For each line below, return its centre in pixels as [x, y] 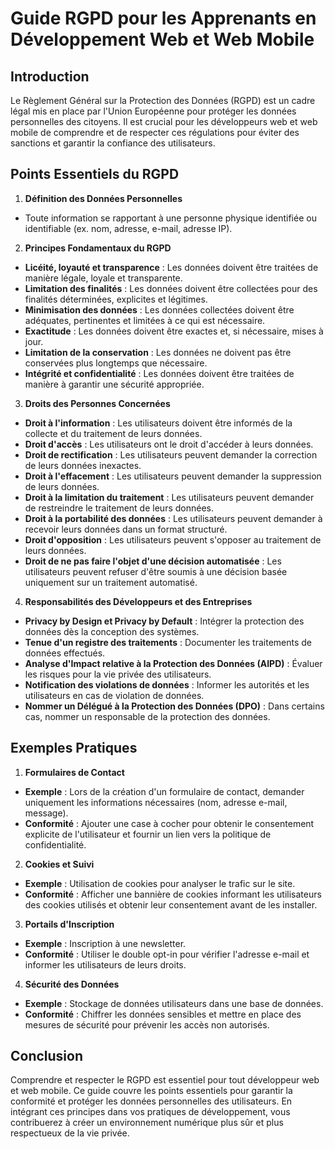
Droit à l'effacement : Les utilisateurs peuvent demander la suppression [173, 476]
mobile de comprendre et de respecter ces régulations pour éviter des [155, 132]
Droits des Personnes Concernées [97, 403]
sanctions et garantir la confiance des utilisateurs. [113, 143]
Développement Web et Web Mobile [162, 39]
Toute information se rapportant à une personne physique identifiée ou [170, 218]
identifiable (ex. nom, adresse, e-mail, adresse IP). [128, 228]
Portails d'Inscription [69, 924]
